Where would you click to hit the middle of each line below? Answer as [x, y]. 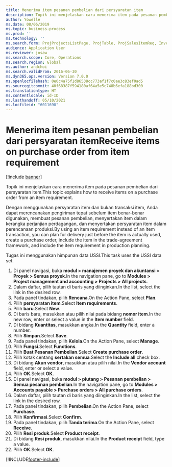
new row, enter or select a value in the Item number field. [73, 319]
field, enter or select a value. [43, 368]
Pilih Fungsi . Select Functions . [45, 347]
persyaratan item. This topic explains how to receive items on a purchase [82, 192]
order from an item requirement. [40, 198]
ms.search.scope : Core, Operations [44, 57]
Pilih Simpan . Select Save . [40, 336]
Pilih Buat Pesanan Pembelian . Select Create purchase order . [78, 352]
